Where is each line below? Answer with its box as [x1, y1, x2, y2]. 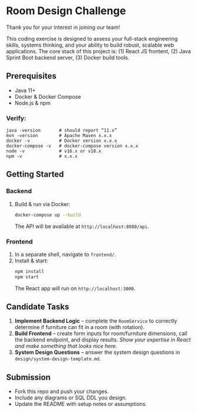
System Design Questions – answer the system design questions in [14, 349, 180, 356]
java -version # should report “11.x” [6, 128, 117, 134]
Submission [6, 372, 51, 382]
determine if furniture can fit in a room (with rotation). [14, 324, 145, 331]
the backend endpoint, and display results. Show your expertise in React [14, 336, 191, 343]
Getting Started [6, 170, 64, 180]
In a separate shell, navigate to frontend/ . [14, 251, 116, 258]
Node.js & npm [14, 99, 51, 106]
